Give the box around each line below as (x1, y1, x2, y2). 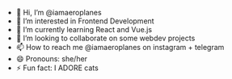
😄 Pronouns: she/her (15, 54, 87, 64)
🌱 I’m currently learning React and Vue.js (15, 25, 152, 34)
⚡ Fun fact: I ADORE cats (15, 63, 99, 73)
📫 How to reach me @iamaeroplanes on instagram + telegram (15, 43, 225, 52)
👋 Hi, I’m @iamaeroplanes (15, 8, 103, 17)
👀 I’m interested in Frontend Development (15, 16, 155, 26)
